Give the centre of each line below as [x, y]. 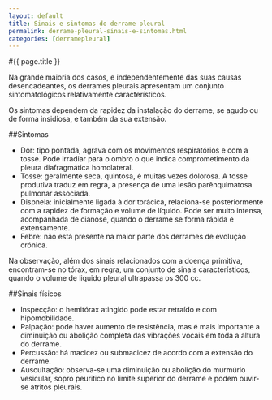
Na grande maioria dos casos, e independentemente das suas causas [125, 77]
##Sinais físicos [35, 294]
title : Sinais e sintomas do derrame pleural [86, 24]
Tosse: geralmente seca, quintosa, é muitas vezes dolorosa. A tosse [134, 176]
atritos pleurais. [56, 387]
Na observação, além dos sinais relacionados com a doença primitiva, [125, 261]
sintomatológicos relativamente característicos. [88, 95]
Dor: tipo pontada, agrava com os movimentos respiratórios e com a [134, 150]
